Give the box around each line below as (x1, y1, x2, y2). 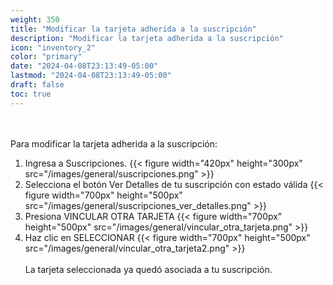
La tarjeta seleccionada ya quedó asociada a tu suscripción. (24, 263, 273, 275)
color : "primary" (10, 52, 83, 62)
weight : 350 (10, 14, 60, 25)
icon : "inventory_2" (10, 42, 97, 53)
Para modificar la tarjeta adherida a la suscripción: (10, 137, 218, 150)
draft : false (10, 80, 65, 90)
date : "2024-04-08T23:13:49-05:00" (10, 61, 159, 71)
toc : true (10, 89, 52, 99)
